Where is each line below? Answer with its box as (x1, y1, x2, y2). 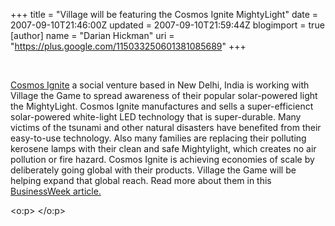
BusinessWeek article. (10, 185, 102, 197)
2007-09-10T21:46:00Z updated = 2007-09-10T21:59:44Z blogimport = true (10, 19, 325, 31)
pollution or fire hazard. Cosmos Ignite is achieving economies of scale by (10, 154, 315, 165)
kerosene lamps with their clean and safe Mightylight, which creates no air (10, 143, 317, 154)
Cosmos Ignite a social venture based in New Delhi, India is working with (10, 79, 310, 91)
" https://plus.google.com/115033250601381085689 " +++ (10, 40, 247, 52)
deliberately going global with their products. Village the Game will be (10, 164, 297, 176)
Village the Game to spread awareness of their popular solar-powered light (10, 90, 318, 101)
